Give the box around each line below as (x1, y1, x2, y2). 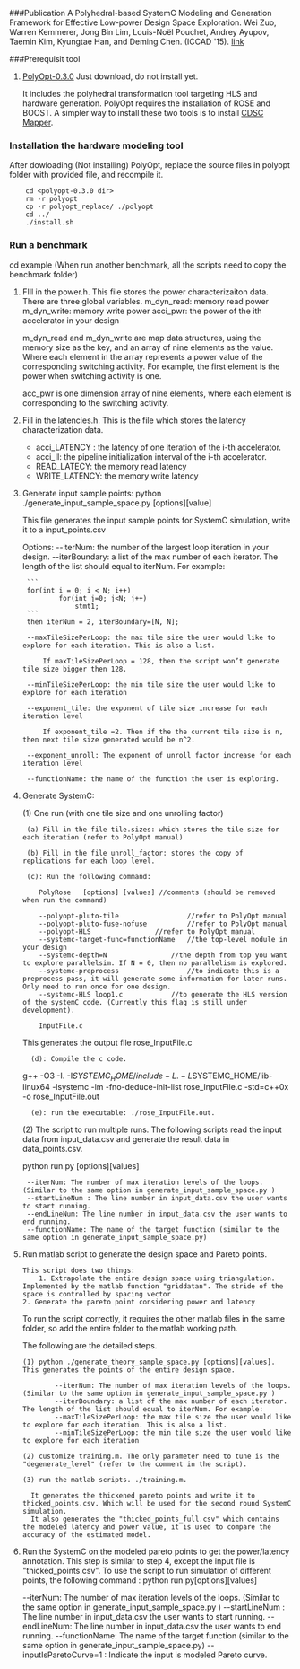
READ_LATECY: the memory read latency (35, 461, 187, 471)
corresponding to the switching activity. (21, 397, 169, 408)
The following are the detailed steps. (21, 1340, 158, 1351)
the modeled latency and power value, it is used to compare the (21, 1523, 271, 1532)
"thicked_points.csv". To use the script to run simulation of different (21, 1566, 271, 1577)
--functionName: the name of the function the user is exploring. (26, 774, 279, 784)
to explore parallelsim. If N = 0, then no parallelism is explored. (21, 958, 288, 968)
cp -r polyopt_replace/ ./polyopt (25, 202, 154, 212)
